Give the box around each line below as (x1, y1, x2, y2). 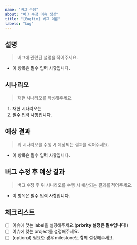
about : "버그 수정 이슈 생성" (5, 12, 59, 17)
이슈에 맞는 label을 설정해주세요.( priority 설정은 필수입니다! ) (12, 222, 129, 228)
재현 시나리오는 (12, 105, 42, 111)
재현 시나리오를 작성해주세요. (17, 95, 73, 101)
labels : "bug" (5, 21, 34, 26)
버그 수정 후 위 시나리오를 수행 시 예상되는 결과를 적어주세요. (17, 182, 133, 188)
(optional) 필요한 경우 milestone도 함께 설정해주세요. (12, 235, 114, 241)
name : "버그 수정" (5, 7, 39, 12)
